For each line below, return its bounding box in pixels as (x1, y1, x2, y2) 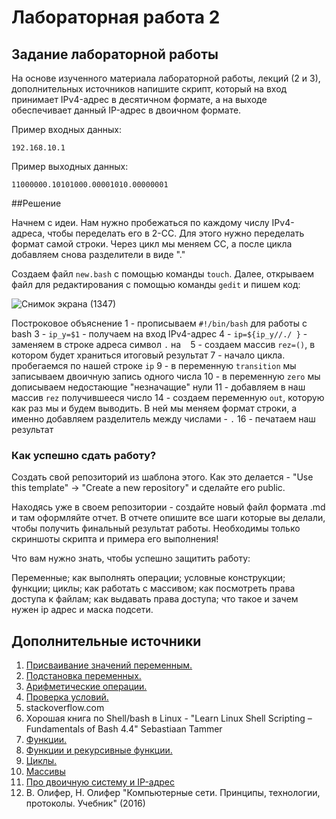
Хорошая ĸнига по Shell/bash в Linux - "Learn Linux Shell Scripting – (25, 712, 313, 725)
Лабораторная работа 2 (11, 6, 221, 29)
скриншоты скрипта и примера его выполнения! (11, 533, 219, 545)
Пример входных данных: (11, 124, 122, 135)
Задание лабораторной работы (11, 46, 219, 63)
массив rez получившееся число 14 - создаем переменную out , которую (11, 392, 325, 403)
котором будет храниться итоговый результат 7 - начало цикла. (11, 349, 286, 361)
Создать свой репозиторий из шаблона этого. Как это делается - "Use (11, 471, 314, 483)
